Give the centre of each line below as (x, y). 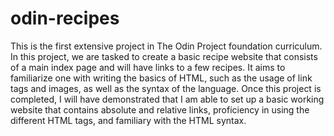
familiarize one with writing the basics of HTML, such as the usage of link (161, 78)
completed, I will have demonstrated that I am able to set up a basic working (167, 99)
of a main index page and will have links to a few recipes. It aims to (148, 67)
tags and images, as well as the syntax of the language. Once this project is (166, 88)
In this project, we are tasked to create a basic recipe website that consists (164, 56)
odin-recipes (65, 18)
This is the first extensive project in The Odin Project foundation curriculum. (166, 46)
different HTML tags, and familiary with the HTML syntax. (128, 120)
